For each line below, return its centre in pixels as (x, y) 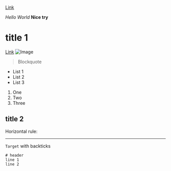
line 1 (12, 160)
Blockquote (30, 62)
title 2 (15, 119)
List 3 (18, 82)
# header (15, 155)
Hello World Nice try (27, 17)
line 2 (12, 164)
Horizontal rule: (21, 131)
